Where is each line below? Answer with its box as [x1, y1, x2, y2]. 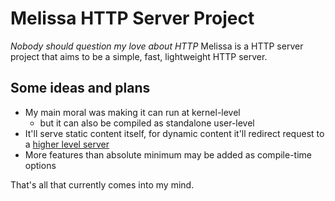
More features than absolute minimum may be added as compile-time [24, 148, 312, 161]
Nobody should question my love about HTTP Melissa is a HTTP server [10, 40, 304, 52]
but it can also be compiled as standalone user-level [39, 117, 255, 129]
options [24, 159, 57, 171]
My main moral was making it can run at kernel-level [24, 106, 241, 118]
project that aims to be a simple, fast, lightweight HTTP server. [10, 50, 268, 62]
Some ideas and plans [10, 80, 151, 97]
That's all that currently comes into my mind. [10, 178, 195, 191]
